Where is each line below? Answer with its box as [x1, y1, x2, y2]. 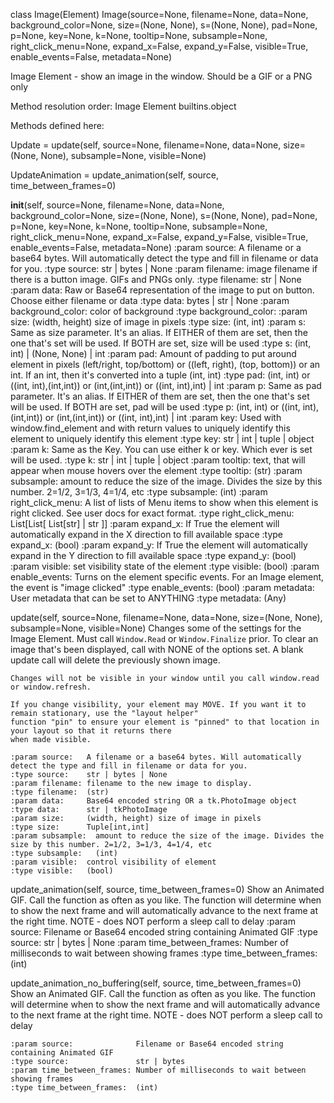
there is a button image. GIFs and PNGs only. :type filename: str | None [10, 274, 302, 285]
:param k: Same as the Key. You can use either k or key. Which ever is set [10, 444, 313, 455]
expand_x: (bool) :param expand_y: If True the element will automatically [10, 539, 308, 551]
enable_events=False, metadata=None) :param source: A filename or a [10, 242, 302, 253]
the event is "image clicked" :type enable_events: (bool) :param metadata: [10, 582, 315, 593]
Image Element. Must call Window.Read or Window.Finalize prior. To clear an [10, 633, 319, 644]
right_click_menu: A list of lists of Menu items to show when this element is [10, 497, 319, 508]
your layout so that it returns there [10, 726, 172, 736]
